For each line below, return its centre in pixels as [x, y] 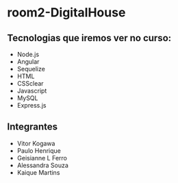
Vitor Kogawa [36, 143]
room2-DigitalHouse [66, 13]
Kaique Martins [38, 172]
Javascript [32, 91]
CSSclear [30, 83]
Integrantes [33, 127]
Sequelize [31, 69]
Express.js [31, 105]
